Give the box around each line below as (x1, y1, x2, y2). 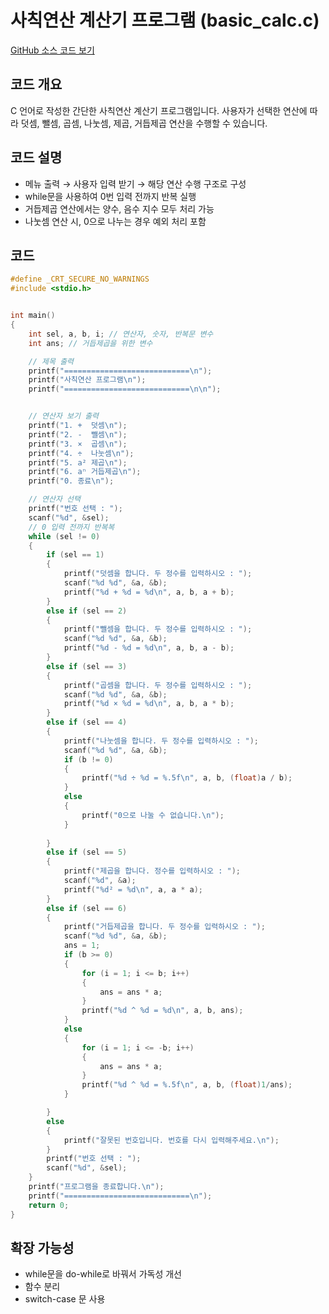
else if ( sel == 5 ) (46, 847, 128, 858)
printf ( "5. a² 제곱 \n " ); (28, 457, 128, 468)
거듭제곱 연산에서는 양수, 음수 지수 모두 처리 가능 (24, 202, 215, 215)
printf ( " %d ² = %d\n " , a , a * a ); (63, 884, 203, 895)
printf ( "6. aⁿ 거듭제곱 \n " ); (28, 467, 142, 477)
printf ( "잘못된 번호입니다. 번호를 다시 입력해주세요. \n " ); (63, 1135, 280, 1145)
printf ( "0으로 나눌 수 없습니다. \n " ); (81, 810, 225, 820)
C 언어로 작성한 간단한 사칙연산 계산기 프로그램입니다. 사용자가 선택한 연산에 (10, 104, 308, 116)
